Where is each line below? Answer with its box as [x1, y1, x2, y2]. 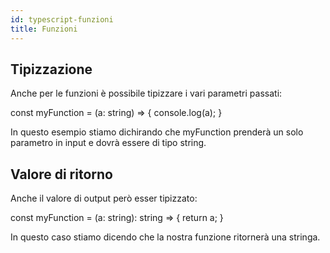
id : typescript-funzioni [10, 14, 114, 25]
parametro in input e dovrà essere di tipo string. [10, 137, 207, 149]
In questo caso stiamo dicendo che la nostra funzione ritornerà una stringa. [10, 231, 321, 243]
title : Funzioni [10, 24, 78, 34]
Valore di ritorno [10, 166, 113, 183]
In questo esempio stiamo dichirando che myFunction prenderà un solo [10, 126, 304, 138]
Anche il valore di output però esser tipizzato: [10, 192, 198, 205]
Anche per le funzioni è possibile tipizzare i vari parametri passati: [10, 87, 283, 100]
